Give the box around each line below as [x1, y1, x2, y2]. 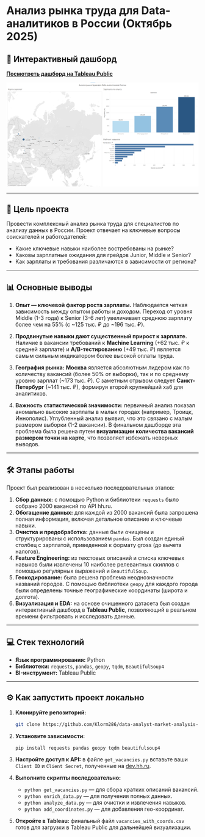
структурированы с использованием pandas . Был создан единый [15, 535, 185, 542]
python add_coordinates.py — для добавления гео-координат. [24, 805, 185, 813]
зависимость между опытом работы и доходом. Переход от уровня [15, 308, 193, 315]
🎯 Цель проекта [6, 204, 69, 214]
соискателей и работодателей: [6, 233, 87, 241]
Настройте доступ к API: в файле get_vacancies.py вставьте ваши [15, 756, 188, 763]
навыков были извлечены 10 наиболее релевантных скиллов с [15, 561, 179, 568]
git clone [15, 721, 41, 727]
